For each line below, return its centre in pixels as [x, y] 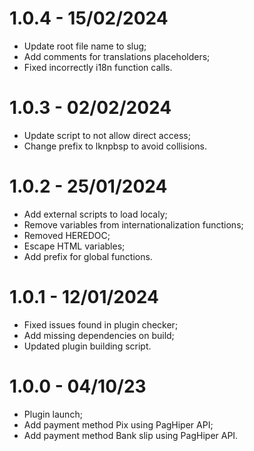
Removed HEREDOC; [67, 235]
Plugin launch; [53, 414]
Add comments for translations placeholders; [117, 56]
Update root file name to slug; [85, 46]
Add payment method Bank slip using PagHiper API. [131, 435]
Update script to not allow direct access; [107, 135]
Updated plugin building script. [87, 346]
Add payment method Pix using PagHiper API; [118, 424]
